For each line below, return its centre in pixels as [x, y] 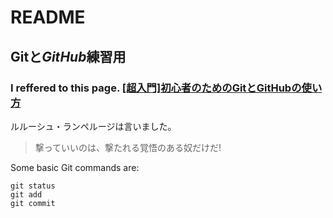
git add [26, 194]
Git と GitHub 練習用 [68, 56]
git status [33, 186]
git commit [33, 203]
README [48, 17]
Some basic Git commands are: [75, 167]
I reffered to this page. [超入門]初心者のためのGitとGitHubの [156, 88]
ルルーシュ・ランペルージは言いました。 [93, 126]
